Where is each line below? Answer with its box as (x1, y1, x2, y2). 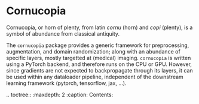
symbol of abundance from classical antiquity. (6, 30, 120, 37)
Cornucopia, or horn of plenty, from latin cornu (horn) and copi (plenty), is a (6, 24, 193, 31)
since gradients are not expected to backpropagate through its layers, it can (6, 67, 193, 74)
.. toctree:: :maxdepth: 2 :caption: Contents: (6, 91, 114, 98)
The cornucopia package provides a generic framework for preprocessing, (6, 42, 189, 49)
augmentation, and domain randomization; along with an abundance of (6, 48, 180, 55)
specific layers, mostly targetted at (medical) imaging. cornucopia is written (6, 54, 191, 61)
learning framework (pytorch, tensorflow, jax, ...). (6, 79, 127, 87)
